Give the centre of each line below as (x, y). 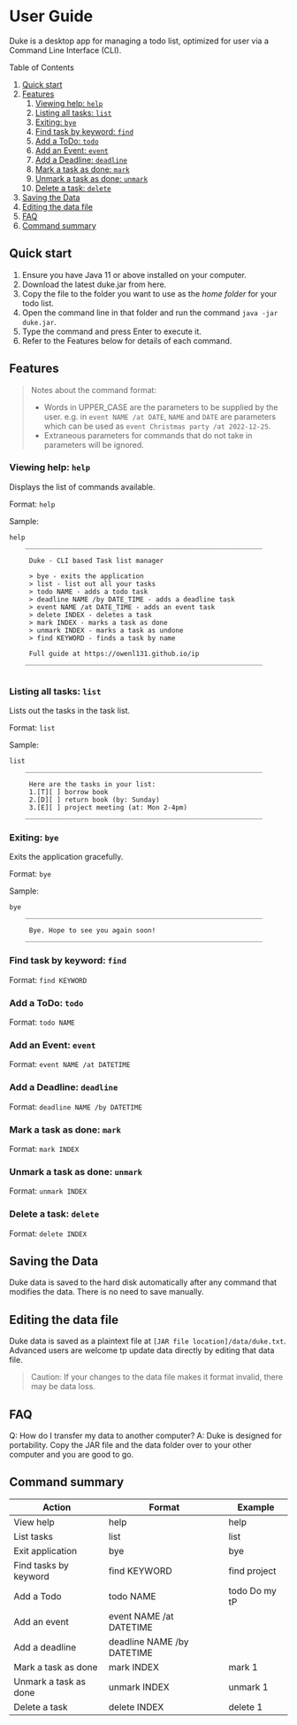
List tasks (33, 1536)
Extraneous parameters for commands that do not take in (148, 435)
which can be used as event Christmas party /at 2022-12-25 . (157, 426)
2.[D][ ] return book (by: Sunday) (95, 800)
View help (34, 1522)
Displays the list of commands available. (82, 487)
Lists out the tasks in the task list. (70, 711)
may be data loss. (63, 1387)
